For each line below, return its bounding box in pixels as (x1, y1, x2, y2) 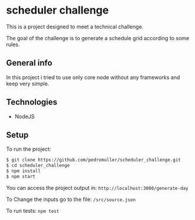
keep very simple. (6, 80, 50, 87)
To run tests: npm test (6, 207, 60, 214)
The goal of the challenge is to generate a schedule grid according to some (6, 34, 190, 41)
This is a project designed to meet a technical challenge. (6, 23, 144, 30)
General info (6, 58, 53, 68)
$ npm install (6, 168, 41, 174)
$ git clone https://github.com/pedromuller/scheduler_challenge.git (6, 157, 181, 163)
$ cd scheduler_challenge (6, 163, 70, 169)
